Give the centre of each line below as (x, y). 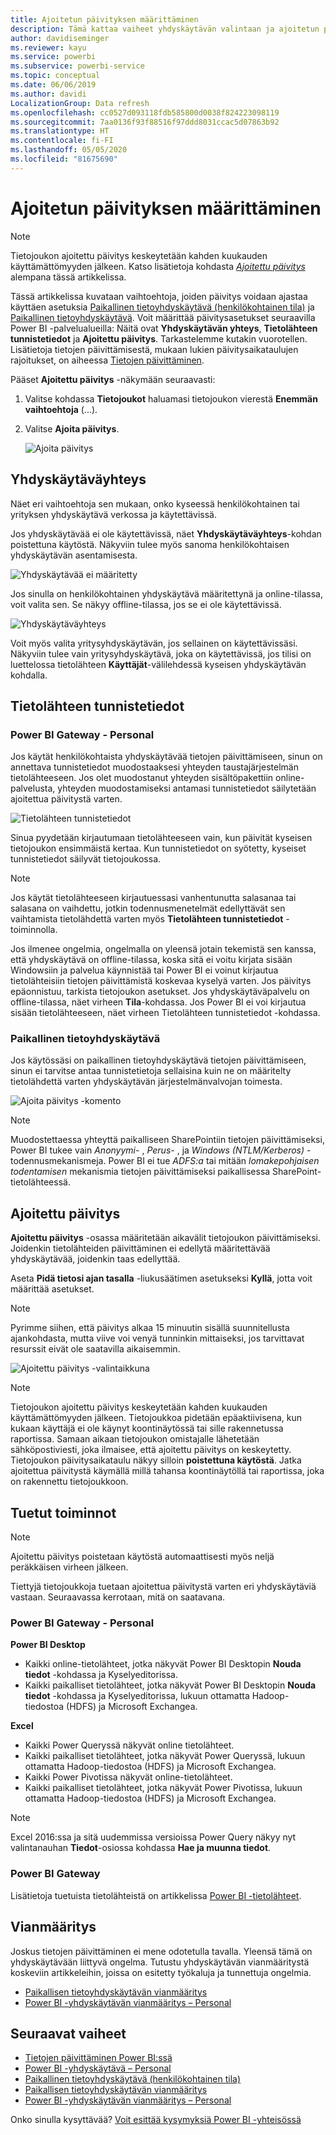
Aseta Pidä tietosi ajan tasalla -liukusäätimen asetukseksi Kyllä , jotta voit (161, 1278)
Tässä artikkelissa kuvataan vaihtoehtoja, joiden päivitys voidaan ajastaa (159, 296)
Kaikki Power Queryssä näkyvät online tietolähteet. (129, 1745)
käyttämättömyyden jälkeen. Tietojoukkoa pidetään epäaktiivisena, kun (156, 1418)
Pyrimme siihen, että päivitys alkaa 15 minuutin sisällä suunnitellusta (150, 1328)
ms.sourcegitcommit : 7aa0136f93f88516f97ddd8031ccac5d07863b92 (145, 122)
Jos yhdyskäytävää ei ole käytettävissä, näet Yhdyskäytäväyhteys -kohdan (166, 533)
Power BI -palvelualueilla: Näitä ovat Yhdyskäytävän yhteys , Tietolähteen (164, 328)
